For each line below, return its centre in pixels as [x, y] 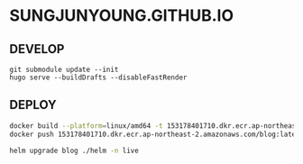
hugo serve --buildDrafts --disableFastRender [98, 77]
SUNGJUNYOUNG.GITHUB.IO [122, 16]
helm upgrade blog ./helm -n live [74, 151]
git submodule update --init [64, 69]
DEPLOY [33, 105]
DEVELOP [37, 49]
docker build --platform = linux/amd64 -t [87, 126]
